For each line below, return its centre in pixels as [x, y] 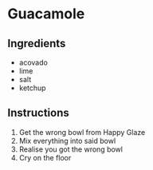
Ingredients [37, 43]
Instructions [38, 113]
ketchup [32, 88]
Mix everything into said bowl [67, 140]
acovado [33, 62]
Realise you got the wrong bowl [71, 149]
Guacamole [46, 14]
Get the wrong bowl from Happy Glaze [82, 132]
